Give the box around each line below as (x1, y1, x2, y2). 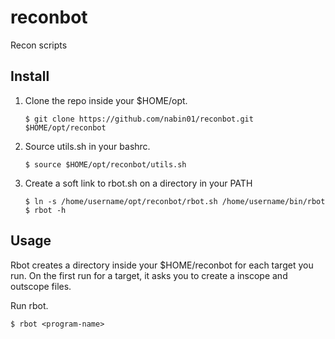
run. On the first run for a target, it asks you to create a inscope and (10, 269, 288, 281)
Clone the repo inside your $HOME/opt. (24, 94, 188, 106)
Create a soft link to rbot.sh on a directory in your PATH (24, 177, 253, 189)
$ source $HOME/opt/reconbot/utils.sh (24, 159, 187, 170)
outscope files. (10, 280, 72, 292)
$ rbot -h (24, 205, 67, 215)
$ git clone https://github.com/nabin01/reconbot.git (24, 114, 254, 124)
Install (10, 68, 50, 85)
